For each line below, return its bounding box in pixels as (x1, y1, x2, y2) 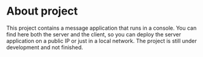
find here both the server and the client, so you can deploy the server (6, 30, 182, 38)
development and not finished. (6, 44, 84, 51)
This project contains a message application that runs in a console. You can (6, 24, 197, 32)
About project (6, 4, 78, 18)
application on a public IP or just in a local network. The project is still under (6, 37, 197, 44)
